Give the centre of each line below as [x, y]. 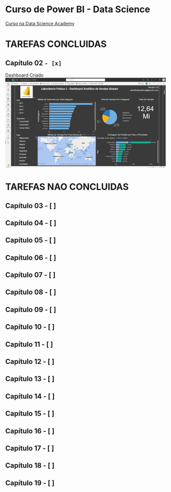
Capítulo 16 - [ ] [30, 431]
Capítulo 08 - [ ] [31, 292]
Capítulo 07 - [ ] [31, 275]
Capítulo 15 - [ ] [30, 414]
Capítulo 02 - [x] [34, 63]
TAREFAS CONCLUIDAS [56, 44]
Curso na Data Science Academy [40, 23]
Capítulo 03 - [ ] [31, 206]
